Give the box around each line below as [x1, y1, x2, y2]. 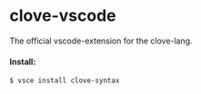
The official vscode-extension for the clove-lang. [9, 35, 193, 46]
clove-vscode [9, 5, 116, 26]
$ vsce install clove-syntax [9, 76, 120, 86]
